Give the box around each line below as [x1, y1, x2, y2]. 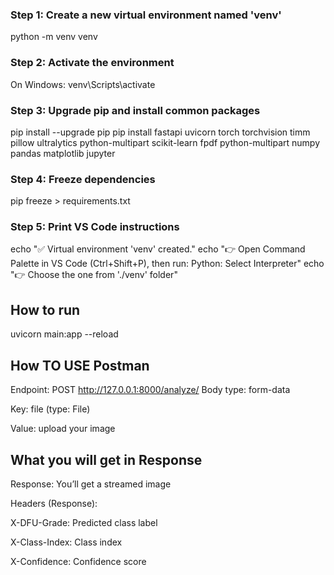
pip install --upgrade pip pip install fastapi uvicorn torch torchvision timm [10, 126, 311, 138]
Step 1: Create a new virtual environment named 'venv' [10, 8, 282, 22]
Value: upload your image [10, 423, 116, 435]
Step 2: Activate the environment [10, 56, 175, 70]
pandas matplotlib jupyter [10, 147, 116, 159]
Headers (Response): [10, 497, 98, 509]
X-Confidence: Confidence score [10, 555, 147, 567]
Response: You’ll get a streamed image [10, 478, 172, 490]
